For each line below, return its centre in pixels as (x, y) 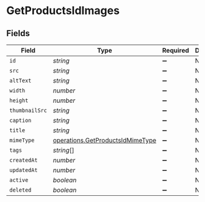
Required (175, 50)
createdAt (23, 160)
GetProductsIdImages (63, 11)
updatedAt (23, 170)
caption (20, 120)
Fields (18, 33)
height (19, 101)
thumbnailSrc (28, 110)
